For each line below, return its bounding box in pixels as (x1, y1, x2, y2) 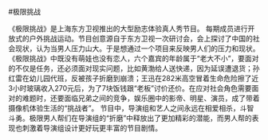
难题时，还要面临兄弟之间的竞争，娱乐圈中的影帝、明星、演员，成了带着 (22, 94, 260, 103)
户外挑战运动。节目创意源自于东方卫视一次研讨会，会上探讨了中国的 (29, 34, 253, 43)
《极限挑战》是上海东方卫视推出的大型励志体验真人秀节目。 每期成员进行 (8, 24, 248, 33)
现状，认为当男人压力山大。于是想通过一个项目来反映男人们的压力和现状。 (14, 44, 260, 53)
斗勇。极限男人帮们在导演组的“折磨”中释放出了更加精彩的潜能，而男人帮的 (8, 114, 253, 122)
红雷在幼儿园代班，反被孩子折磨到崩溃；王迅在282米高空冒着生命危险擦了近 (8, 74, 259, 83)
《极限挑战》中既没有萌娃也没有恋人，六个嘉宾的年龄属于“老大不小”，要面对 (8, 54, 259, 63)
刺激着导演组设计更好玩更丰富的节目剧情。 (22, 123, 162, 133)
